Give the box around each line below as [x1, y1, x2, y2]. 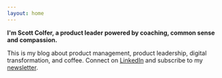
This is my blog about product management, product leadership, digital [7, 49, 207, 57]
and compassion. [7, 35, 58, 44]
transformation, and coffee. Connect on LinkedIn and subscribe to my [7, 56, 204, 64]
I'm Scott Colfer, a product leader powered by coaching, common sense [7, 28, 215, 37]
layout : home [7, 9, 44, 17]
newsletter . [7, 63, 39, 71]
